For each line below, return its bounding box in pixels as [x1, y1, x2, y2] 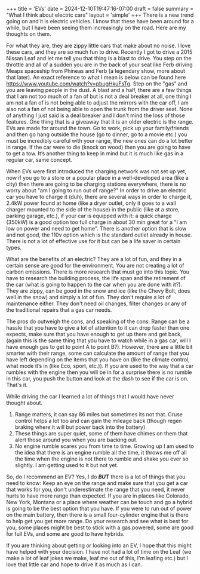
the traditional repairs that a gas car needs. [6, 306, 112, 313]
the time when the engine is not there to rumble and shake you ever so [14, 455, 189, 462]
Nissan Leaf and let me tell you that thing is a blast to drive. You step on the [6, 55, 192, 62]
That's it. [6, 382, 28, 388]
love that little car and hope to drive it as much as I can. [6, 561, 142, 568]
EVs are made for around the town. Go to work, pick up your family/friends [6, 125, 189, 131]
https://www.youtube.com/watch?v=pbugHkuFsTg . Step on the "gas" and [6, 80, 187, 87]
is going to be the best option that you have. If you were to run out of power [6, 505, 192, 512]
